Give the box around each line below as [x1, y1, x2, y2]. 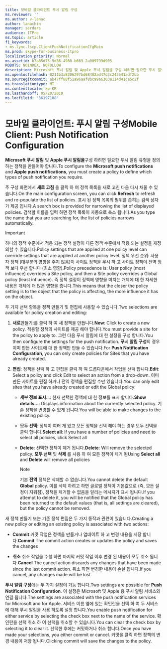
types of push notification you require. [5, 174, 83, 180]
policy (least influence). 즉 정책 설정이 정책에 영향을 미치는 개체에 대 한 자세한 [5, 277, 158, 283]
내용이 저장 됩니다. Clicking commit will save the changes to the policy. [10, 638, 152, 644]
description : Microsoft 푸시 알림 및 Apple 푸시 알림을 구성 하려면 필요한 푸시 [5, 68, 156, 73]
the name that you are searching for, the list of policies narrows [5, 215, 135, 221]
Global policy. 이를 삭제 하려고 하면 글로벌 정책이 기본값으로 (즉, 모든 [19, 483, 154, 489]
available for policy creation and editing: [5, 310, 87, 316]
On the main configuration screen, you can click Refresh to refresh [18, 190, 156, 197]
